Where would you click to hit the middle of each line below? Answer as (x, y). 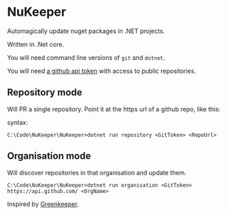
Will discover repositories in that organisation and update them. (97, 172)
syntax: (18, 122)
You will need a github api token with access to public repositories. (101, 71)
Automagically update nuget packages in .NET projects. (86, 31)
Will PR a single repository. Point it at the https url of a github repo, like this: (114, 109)
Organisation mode (49, 156)
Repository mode (45, 92)
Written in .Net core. (35, 44)
